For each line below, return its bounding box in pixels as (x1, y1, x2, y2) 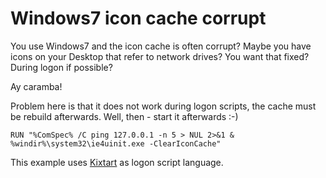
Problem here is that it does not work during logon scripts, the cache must (10, 100, 317, 112)
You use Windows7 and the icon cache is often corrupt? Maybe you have (10, 40, 312, 52)
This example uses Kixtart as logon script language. (10, 156, 224, 168)
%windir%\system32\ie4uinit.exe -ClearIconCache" (10, 138, 222, 149)
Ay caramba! (10, 80, 63, 92)
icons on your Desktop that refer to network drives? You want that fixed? (10, 50, 310, 62)
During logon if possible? (10, 61, 113, 73)
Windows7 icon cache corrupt (10, 7, 267, 30)
